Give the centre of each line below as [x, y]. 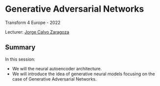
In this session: [20, 59]
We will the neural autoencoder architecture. [57, 68]
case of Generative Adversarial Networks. [54, 79]
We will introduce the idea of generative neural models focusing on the [83, 74]
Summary [20, 47]
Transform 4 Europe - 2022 [33, 22]
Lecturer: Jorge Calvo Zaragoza [37, 32]
